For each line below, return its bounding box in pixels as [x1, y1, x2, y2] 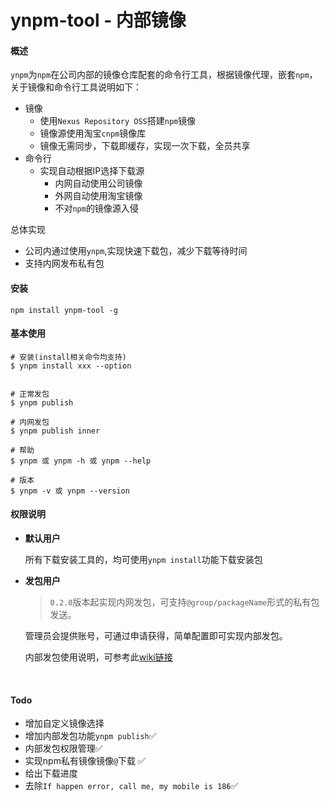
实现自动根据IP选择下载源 [39, 165, 145, 177]
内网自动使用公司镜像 [54, 177, 143, 190]
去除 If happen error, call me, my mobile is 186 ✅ [24, 780, 239, 792]
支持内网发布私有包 [24, 257, 105, 270]
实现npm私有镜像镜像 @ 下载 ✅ [24, 755, 146, 767]
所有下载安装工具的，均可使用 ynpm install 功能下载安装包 [24, 554, 263, 565]
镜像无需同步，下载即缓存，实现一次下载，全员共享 [39, 140, 251, 152]
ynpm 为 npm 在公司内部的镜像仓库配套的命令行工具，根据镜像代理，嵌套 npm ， [10, 69, 318, 81]
